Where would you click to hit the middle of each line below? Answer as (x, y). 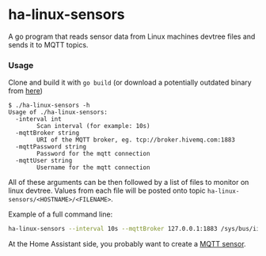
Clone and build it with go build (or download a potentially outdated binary (130, 83)
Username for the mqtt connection (93, 168)
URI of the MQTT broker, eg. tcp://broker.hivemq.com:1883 (136, 140)
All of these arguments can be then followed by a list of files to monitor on (129, 183)
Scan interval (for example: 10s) (93, 126)
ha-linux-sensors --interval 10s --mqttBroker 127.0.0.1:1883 (113, 229)
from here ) (26, 91)
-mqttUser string (44, 161)
